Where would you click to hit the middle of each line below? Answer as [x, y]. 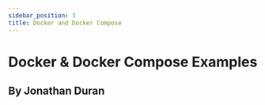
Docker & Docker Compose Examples [133, 62]
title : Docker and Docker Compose [65, 23]
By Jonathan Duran [57, 91]
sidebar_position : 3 [42, 15]
